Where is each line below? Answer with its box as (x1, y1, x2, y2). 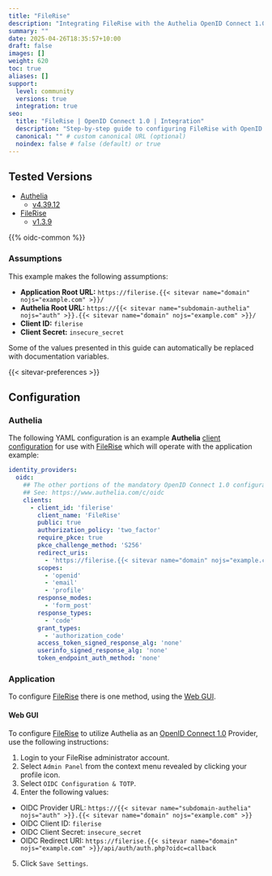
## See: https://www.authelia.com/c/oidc (23, 488, 164, 496)
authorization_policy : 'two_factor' (37, 526, 161, 534)
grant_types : (37, 624, 82, 632)
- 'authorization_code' (44, 631, 125, 640)
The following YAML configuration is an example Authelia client (8, 433, 221, 443)
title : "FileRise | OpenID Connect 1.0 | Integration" (15, 117, 205, 125)
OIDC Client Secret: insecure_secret (19, 827, 142, 836)
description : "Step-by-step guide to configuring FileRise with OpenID (15, 125, 263, 133)
